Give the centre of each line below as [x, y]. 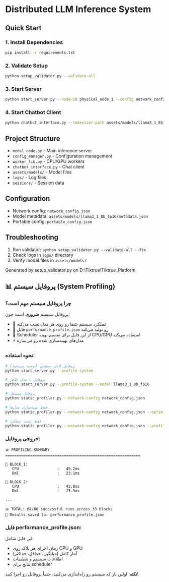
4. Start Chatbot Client [33, 112]
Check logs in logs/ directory [43, 255]
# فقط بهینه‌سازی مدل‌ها [26, 407]
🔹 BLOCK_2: [17, 482]
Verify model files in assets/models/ [50, 260]
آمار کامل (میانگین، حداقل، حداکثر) [45, 554]
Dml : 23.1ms [46, 473]
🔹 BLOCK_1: [17, 464]
